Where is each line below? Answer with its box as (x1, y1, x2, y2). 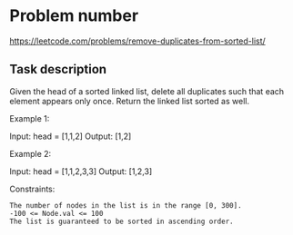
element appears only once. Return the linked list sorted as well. (9, 95, 250, 106)
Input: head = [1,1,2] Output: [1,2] (9, 131, 132, 142)
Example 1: (9, 113, 50, 123)
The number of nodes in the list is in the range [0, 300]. (9, 201, 243, 210)
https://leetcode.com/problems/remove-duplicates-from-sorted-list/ (9, 35, 266, 46)
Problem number (9, 5, 139, 26)
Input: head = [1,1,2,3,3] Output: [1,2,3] (9, 165, 153, 177)
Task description (9, 62, 107, 77)
